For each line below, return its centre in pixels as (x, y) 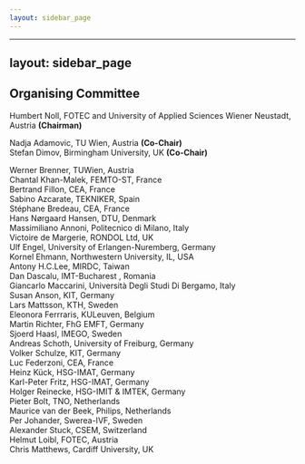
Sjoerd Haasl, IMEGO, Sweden (66, 333)
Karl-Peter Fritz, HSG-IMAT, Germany (79, 382)
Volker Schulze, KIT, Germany (65, 353)
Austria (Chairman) (46, 125)
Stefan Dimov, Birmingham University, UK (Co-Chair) (109, 152)
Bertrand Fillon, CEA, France (63, 189)
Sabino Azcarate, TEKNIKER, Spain (75, 198)
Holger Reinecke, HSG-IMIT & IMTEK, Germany (98, 391)
